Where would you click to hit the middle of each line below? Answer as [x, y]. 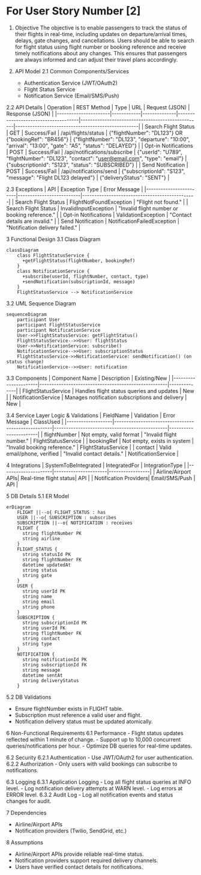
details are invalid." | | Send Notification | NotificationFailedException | [93, 221]
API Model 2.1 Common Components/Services [72, 71]
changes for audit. [29, 801]
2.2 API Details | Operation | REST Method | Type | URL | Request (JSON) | [98, 107]
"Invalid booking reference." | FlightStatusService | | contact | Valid [89, 447]
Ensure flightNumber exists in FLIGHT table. [69, 709]
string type [37, 644]
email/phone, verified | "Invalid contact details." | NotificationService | [92, 453]
